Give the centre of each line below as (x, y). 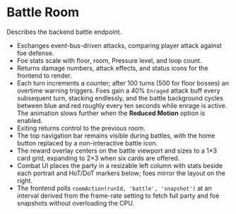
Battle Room (43, 12)
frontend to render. (44, 76)
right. (25, 180)
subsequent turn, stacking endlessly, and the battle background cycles (120, 98)
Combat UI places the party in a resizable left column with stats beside (120, 165)
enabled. (30, 120)
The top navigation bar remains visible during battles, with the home (116, 136)
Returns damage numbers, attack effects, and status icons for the (112, 68)
